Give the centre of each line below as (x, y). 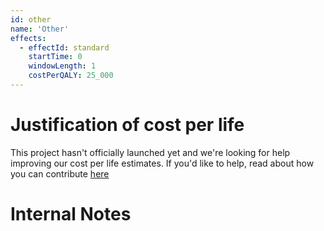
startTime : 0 (55, 57)
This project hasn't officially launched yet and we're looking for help (150, 152)
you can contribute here (60, 173)
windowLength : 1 (62, 66)
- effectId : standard (64, 47)
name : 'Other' (40, 29)
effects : (28, 38)
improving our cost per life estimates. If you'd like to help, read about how (162, 163)
